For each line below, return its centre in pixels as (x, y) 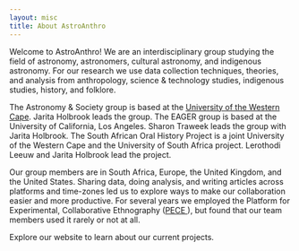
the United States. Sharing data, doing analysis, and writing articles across (146, 181)
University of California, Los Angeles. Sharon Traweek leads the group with (148, 125)
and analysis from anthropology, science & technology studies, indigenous (147, 80)
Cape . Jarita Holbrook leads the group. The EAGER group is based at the (143, 117)
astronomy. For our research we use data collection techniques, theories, (144, 70)
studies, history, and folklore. (63, 90)
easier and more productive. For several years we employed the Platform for (150, 200)
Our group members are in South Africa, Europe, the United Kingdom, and (145, 172)
